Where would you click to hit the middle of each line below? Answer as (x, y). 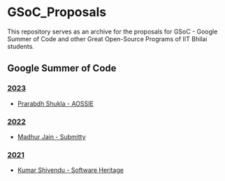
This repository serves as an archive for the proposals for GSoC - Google (112, 31)
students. (21, 46)
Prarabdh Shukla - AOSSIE (56, 103)
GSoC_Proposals (57, 12)
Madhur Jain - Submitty (51, 136)
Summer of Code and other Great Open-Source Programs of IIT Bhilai (107, 38)
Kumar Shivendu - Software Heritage (71, 170)
